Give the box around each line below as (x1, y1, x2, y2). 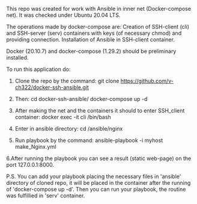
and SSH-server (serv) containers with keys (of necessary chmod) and (6, 29, 182, 37)
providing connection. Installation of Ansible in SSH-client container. (6, 36, 175, 43)
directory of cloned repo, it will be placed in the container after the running (6, 179, 191, 186)
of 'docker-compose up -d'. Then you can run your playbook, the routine (6, 186, 186, 193)
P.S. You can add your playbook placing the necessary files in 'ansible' (6, 173, 181, 180)
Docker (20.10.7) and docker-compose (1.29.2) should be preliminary (6, 48, 177, 55)
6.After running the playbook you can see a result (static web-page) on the (6, 155, 192, 162)
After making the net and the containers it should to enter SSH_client (14, 107, 185, 114)
